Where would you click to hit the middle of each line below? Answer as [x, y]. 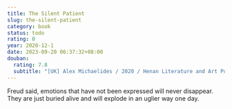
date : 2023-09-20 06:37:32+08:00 [55, 52]
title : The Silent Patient [46, 13]
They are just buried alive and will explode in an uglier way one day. [103, 98]
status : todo [26, 33]
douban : [18, 59]
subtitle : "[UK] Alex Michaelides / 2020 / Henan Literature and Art [115, 71]
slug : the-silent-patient [44, 20]
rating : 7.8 [31, 65]
